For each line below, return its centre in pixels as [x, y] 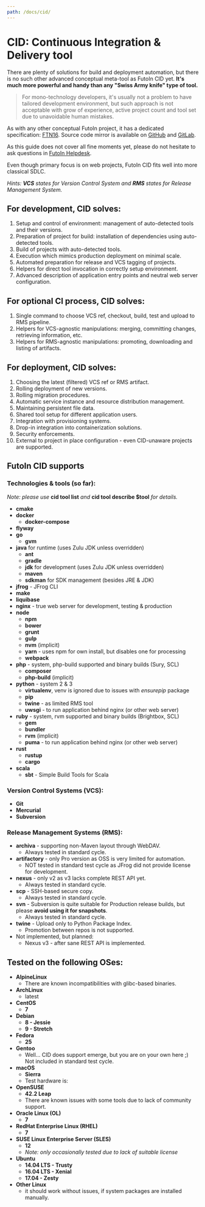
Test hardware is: [47, 1081]
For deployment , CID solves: [62, 367]
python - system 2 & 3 [44, 684]
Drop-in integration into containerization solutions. [79, 427]
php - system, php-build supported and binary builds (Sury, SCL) [97, 664]
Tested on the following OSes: [65, 962]
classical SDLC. [26, 171]
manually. [37, 1198]
